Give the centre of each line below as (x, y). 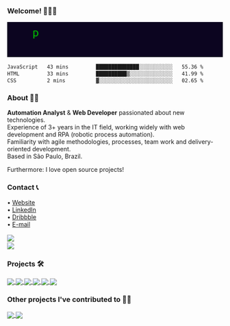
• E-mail (19, 224)
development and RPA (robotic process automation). (81, 135)
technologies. (26, 120)
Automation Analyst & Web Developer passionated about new (96, 113)
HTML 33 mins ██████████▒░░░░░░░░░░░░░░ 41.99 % (105, 74)
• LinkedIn (22, 210)
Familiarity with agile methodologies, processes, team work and (97, 142)
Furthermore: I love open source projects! (66, 170)
